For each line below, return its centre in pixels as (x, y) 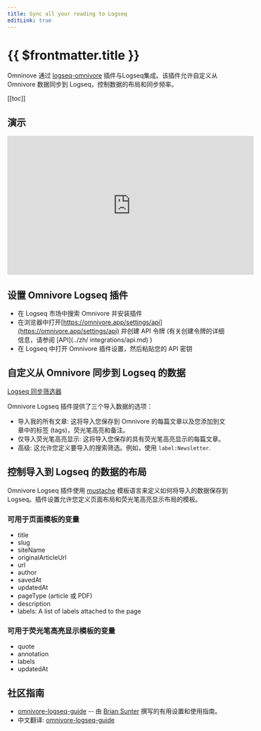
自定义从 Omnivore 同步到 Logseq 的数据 (97, 373)
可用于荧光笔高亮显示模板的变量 (62, 630)
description (34, 603)
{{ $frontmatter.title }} (74, 55)
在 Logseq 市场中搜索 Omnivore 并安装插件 (80, 314)
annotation (33, 654)
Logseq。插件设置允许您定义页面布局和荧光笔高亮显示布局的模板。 (104, 499)
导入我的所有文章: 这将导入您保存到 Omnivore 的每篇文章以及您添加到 (118, 421)
